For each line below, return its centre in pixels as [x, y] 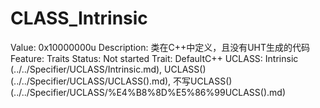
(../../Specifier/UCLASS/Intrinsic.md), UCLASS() [108, 69]
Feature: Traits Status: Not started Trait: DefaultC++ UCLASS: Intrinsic [154, 58]
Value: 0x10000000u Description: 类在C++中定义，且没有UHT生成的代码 [160, 47]
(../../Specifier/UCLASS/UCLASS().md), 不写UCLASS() [121, 81]
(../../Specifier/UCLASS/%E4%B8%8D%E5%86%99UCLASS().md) [148, 92]
